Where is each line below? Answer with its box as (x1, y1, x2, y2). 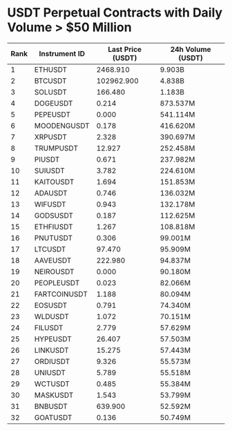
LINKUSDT (34, 345, 69, 355)
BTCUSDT (34, 76, 67, 86)
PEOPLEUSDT (34, 278, 80, 287)
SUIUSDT (34, 166, 66, 175)
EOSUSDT (34, 300, 68, 310)
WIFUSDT (34, 199, 67, 209)
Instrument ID (39, 48, 85, 58)
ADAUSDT (34, 188, 68, 198)
